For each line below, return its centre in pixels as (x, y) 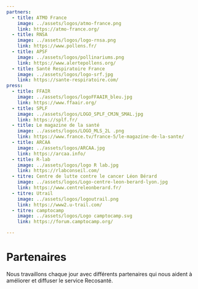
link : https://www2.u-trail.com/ (60, 205)
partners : (19, 12)
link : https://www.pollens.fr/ (57, 46)
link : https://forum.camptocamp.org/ (65, 222)
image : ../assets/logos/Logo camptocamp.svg (75, 216)
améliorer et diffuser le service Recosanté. (60, 280)
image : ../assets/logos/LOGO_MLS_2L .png (71, 131)
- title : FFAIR (31, 91)
